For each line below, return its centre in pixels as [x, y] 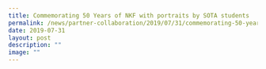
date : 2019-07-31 [37, 30]
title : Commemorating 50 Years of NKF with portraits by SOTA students [129, 15]
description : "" [35, 45]
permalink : [26, 23]
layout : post [30, 38]
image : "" [25, 52]
